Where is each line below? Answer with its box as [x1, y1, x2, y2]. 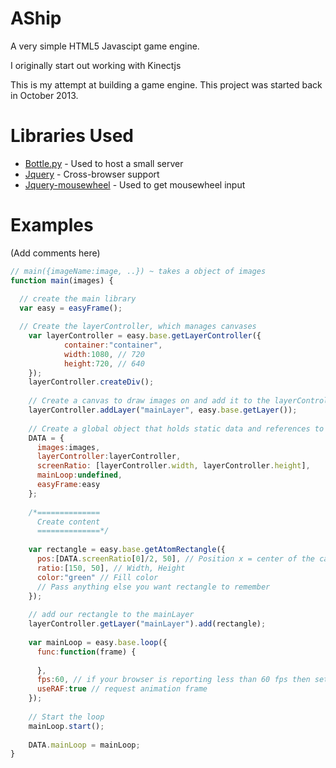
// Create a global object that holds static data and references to [28, 423, 325, 434]
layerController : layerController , [36, 452, 182, 462]
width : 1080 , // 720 [63, 349, 145, 359]
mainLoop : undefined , [36, 470, 123, 481]
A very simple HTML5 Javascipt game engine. [10, 40, 200, 52]
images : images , [36, 442, 101, 452]
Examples [10, 214, 94, 237]
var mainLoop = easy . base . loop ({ [28, 637, 168, 647]
